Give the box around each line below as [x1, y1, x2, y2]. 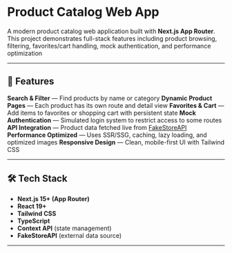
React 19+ [17, 202, 47, 210]
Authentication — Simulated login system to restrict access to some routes [7, 115, 222, 124]
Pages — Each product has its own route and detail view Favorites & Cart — [7, 101, 224, 109]
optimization [7, 49, 43, 57]
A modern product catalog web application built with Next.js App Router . [7, 27, 215, 35]
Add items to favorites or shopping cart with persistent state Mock [7, 109, 197, 117]
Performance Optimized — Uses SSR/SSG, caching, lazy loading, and [7, 131, 207, 139]
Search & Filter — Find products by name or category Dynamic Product [7, 94, 213, 102]
